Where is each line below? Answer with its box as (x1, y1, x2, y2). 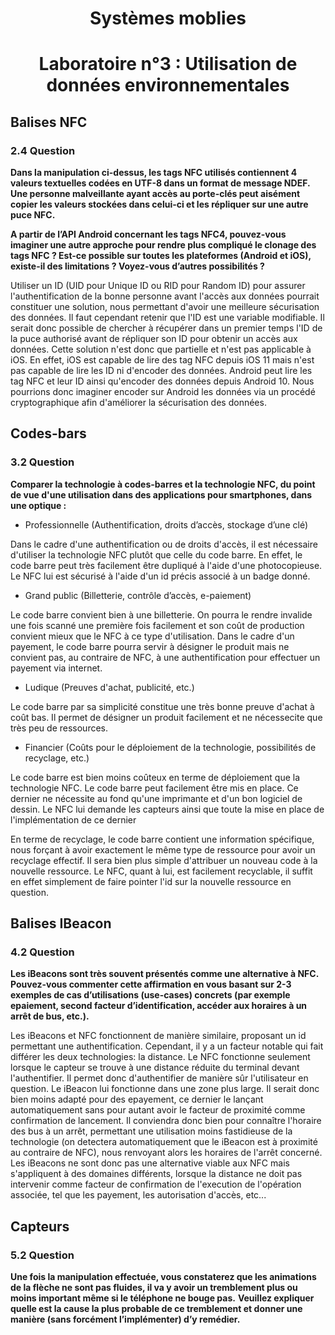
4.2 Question (10, 945, 75, 959)
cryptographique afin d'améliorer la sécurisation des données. (10, 397, 267, 409)
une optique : (10, 499, 67, 511)
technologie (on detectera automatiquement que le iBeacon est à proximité (10, 1136, 318, 1148)
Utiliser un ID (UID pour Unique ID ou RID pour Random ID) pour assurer (10, 280, 306, 292)
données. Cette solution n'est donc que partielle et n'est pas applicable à (10, 343, 312, 356)
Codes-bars (10, 425, 87, 442)
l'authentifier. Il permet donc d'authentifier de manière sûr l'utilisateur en (10, 1072, 309, 1084)
